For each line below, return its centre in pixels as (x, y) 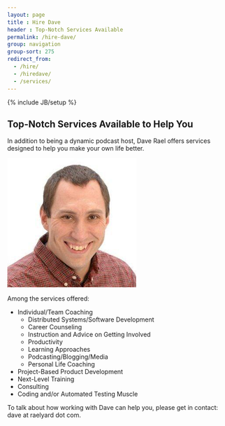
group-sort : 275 (31, 52)
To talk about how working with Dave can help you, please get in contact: (113, 408)
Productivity (45, 342)
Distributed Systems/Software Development (91, 319)
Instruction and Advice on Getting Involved (89, 335)
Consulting (33, 387)
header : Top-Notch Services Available (65, 29)
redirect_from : (29, 60)
